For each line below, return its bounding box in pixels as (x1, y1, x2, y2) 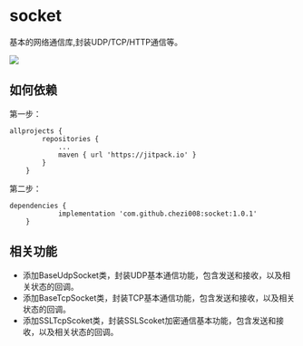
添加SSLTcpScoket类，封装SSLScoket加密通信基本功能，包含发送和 (22, 314, 277, 326)
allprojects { (9, 126, 64, 136)
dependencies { (9, 201, 67, 210)
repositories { (42, 134, 100, 143)
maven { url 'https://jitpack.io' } (57, 150, 197, 159)
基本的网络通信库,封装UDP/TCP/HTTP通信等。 (9, 36, 183, 47)
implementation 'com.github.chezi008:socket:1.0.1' (57, 209, 258, 218)
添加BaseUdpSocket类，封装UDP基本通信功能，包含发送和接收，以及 (22, 269, 283, 281)
